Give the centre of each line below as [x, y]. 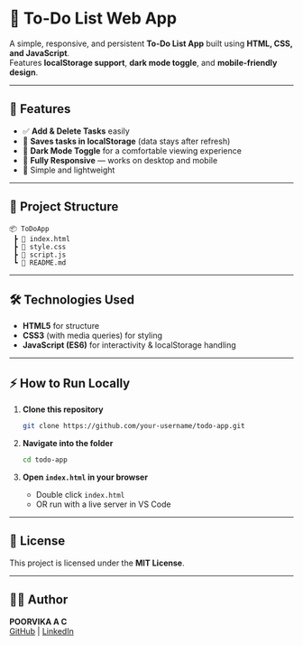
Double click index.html [80, 494]
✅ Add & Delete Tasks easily [76, 131]
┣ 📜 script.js [40, 255]
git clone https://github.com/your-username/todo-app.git [133, 426]
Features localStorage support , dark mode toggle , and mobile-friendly [143, 62]
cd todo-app [45, 460]
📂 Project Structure [64, 207]
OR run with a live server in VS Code [103, 504]
